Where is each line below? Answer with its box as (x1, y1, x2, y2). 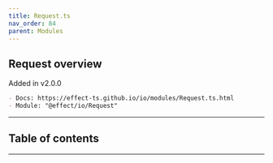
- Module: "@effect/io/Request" (8, 102, 118, 110)
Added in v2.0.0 (8, 79, 63, 88)
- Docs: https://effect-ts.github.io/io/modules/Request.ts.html (8, 94, 234, 102)
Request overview (8, 57, 102, 71)
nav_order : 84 (8, 19, 57, 28)
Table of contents (8, 131, 99, 146)
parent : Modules (8, 27, 63, 35)
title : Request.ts (8, 11, 71, 20)
